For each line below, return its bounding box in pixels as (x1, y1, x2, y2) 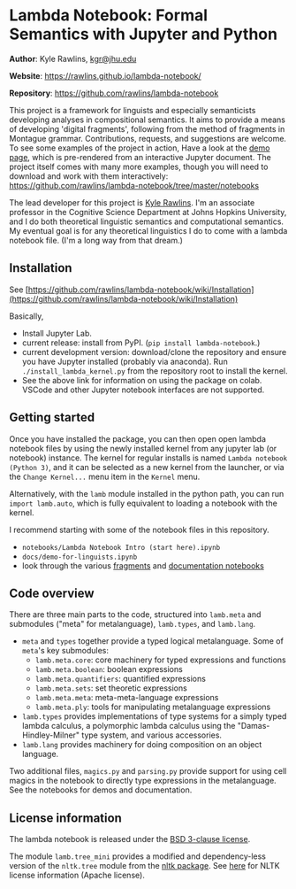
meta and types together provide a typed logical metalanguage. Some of (21, 636, 285, 646)
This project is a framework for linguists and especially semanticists (9, 104, 256, 115)
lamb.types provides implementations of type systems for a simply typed (21, 711, 287, 722)
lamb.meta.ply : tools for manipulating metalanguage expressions (34, 701, 271, 713)
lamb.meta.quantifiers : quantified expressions (34, 674, 206, 684)
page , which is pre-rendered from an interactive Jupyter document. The (9, 151, 271, 162)
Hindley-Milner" (21, 730, 80, 740)
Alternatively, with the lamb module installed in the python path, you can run (9, 488, 285, 499)
